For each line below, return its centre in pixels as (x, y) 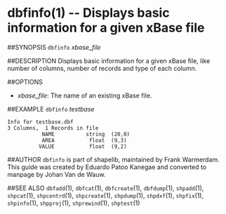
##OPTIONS (25, 81)
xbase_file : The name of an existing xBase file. (85, 95)
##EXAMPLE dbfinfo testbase (51, 109)
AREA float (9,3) (85, 140)
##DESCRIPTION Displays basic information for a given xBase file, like (109, 60)
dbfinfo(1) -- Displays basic (88, 13)
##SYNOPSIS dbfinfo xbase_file (54, 47)
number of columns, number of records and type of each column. (102, 68)
